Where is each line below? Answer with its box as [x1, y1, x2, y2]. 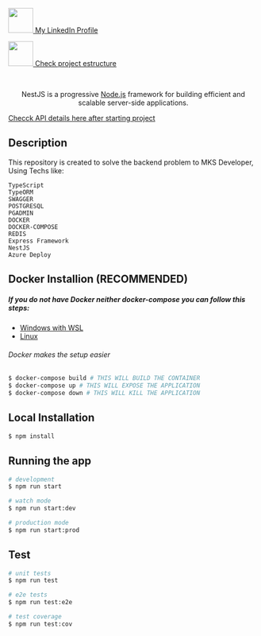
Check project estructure [34, 59, 117, 68]
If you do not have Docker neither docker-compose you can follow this [8, 294, 246, 304]
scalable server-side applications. [78, 98, 189, 107]
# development [8, 475, 56, 483]
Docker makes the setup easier [8, 350, 111, 359]
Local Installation [8, 411, 95, 425]
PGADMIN [8, 209, 34, 217]
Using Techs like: [8, 165, 65, 175]
